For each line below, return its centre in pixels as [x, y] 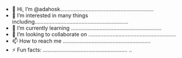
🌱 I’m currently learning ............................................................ [87, 28]
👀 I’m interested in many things [50, 15]
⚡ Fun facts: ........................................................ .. [72, 50]
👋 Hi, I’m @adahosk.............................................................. [83, 9]
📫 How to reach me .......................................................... [81, 41]
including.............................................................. [70, 22]
